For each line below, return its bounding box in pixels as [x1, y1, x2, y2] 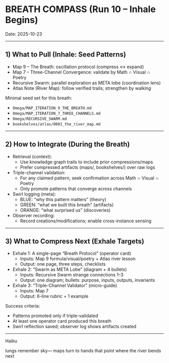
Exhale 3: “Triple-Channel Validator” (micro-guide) [12, 282, 117, 288]
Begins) [5, 14, 39, 26]
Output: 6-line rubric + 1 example [20, 293, 89, 299]
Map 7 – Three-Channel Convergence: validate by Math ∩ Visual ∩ [12, 69, 150, 75]
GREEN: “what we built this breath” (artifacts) [20, 202, 114, 208]
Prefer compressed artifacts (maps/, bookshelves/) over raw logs [20, 164, 155, 170]
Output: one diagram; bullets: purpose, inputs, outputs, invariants [20, 277, 155, 283]
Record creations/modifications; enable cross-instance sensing [20, 218, 152, 224]
